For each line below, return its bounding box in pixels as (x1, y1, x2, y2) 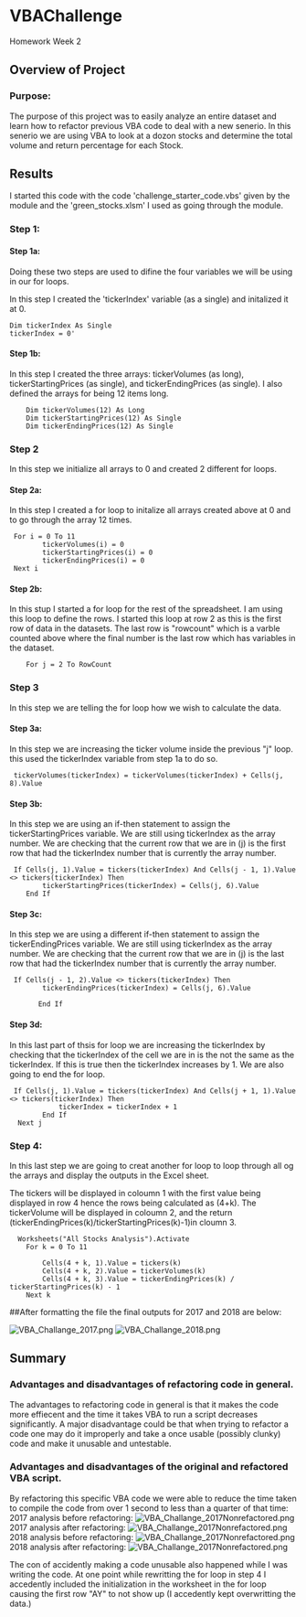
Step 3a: (9, 723, 43, 734)
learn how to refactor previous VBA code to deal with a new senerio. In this (9, 120, 291, 131)
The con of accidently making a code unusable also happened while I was (9, 1558, 289, 1569)
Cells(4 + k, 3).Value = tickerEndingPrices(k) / (42, 1274, 235, 1283)
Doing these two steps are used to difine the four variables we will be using (9, 266, 293, 277)
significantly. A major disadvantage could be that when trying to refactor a (9, 1419, 290, 1430)
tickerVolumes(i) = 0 (42, 541, 125, 550)
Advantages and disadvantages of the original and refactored (9, 1461, 289, 1473)
